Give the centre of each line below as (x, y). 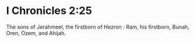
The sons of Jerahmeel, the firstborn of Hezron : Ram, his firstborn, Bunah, (98, 27)
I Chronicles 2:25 (49, 11)
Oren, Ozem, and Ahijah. (36, 33)
